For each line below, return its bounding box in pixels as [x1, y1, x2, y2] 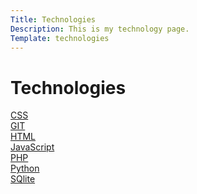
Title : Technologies [10, 14, 97, 25]
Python [10, 162, 40, 175]
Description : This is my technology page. [10, 24, 190, 34]
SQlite [10, 173, 36, 185]
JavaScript [10, 141, 55, 153]
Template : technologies [10, 33, 110, 43]
